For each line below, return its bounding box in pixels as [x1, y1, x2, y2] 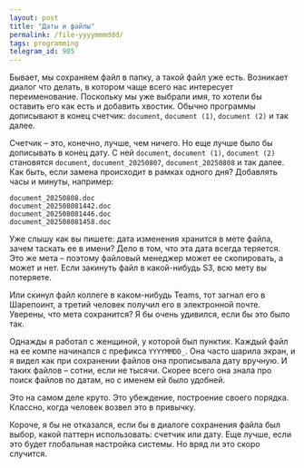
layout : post [9, 13, 59, 23]
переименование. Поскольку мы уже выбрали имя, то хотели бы [9, 92, 262, 102]
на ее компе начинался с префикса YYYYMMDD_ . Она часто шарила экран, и [9, 346, 296, 356]
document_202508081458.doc [9, 218, 112, 227]
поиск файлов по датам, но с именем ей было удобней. [9, 375, 226, 385]
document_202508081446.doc [9, 210, 112, 219]
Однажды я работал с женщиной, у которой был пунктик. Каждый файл [9, 336, 289, 347]
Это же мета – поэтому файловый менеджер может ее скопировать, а [9, 253, 284, 264]
